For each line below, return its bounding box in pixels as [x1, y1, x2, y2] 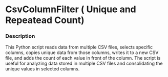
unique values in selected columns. [5, 66, 80, 72]
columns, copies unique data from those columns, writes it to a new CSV [5, 49, 159, 56]
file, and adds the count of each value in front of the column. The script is [5, 55, 161, 61]
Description [5, 33, 35, 40]
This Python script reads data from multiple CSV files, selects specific [5, 44, 153, 50]
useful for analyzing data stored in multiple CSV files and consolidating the [5, 60, 163, 67]
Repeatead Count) [5, 14, 85, 26]
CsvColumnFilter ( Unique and [5, 4, 137, 15]
